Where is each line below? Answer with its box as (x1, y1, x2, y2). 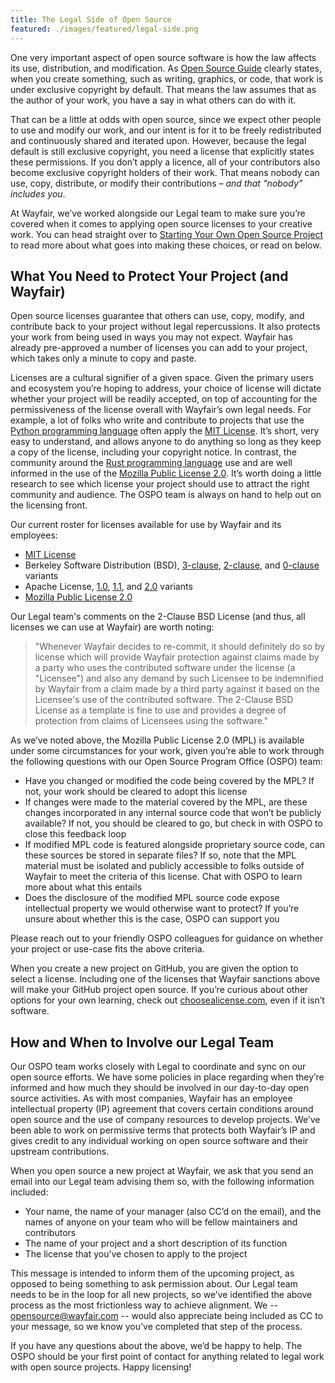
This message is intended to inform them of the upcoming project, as (10, 1267, 295, 1280)
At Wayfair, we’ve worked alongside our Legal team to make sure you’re (10, 207, 306, 219)
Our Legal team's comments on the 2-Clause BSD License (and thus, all (10, 611, 306, 623)
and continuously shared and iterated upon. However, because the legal (10, 134, 307, 146)
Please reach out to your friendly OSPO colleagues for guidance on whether (10, 932, 324, 945)
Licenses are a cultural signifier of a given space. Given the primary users (10, 372, 314, 384)
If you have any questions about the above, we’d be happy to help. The (10, 1340, 303, 1352)
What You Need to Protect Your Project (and (10, 267, 289, 285)
